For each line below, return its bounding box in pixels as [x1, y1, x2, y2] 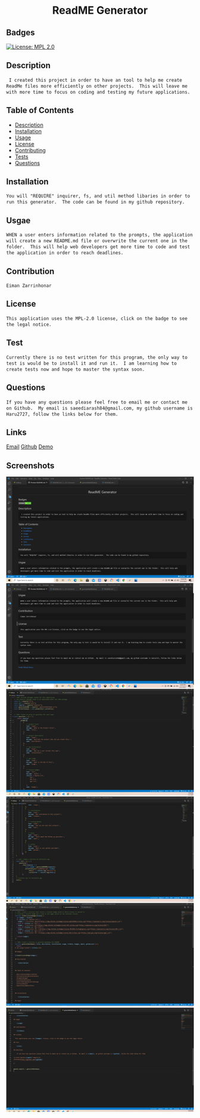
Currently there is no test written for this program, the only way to [6, 354, 187, 361]
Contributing [14, 146, 46, 154]
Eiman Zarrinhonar [6, 283, 52, 289]
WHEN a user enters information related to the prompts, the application [6, 232, 193, 238]
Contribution [6, 266, 55, 276]
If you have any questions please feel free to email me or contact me [6, 399, 187, 405]
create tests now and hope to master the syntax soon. [6, 366, 145, 372]
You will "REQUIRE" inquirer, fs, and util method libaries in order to [6, 193, 190, 199]
